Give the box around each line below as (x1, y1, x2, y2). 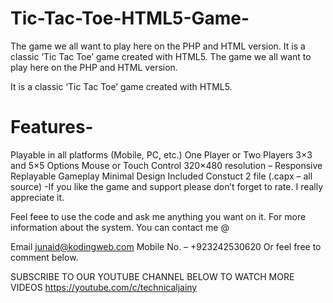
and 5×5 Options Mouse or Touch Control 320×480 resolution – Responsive (10, 159, 323, 171)
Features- (10, 116, 94, 139)
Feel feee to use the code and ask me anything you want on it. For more (10, 210, 307, 222)
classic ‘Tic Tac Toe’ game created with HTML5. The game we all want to (10, 50, 312, 62)
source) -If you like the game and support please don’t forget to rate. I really (10, 180, 324, 192)
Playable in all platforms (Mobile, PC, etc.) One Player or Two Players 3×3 (10, 148, 313, 161)
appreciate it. (10, 191, 65, 203)
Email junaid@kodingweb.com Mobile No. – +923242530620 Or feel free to (10, 240, 322, 252)
